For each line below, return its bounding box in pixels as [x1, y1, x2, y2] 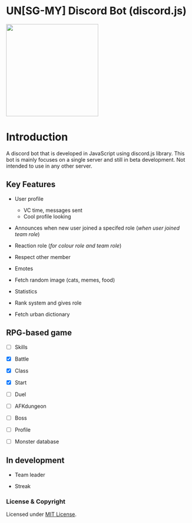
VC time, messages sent [23, 207, 82, 214]
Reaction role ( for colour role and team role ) [14, 242, 122, 249]
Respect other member [14, 253, 71, 260]
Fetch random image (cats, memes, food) [14, 276, 115, 283]
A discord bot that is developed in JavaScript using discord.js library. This [6, 149, 185, 157]
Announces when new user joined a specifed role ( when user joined [14, 224, 180, 231]
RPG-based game [6, 328, 72, 338]
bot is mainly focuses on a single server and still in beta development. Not [6, 156, 186, 163]
